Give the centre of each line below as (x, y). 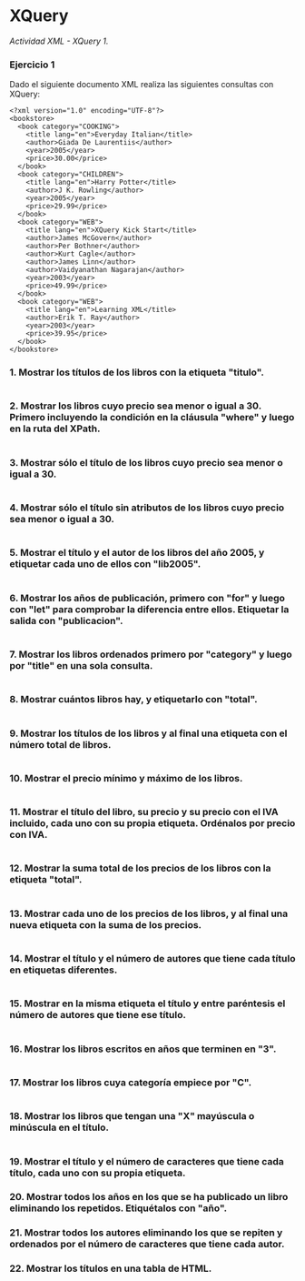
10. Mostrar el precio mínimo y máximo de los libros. (126, 778)
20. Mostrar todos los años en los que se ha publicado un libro (149, 1197)
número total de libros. (60, 744)
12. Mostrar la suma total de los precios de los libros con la (140, 868)
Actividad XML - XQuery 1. (59, 41)
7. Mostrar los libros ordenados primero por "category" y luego (151, 654)
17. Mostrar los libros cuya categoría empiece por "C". (131, 1082)
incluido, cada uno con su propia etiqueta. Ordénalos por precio (152, 823)
